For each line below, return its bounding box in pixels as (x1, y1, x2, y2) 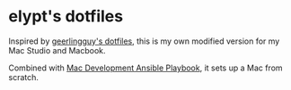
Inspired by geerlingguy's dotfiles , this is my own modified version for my (8, 36, 280, 46)
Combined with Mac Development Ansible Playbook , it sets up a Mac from (8, 62, 284, 73)
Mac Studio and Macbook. (8, 45, 106, 55)
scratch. (8, 71, 40, 82)
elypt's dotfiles (8, 6, 123, 27)
